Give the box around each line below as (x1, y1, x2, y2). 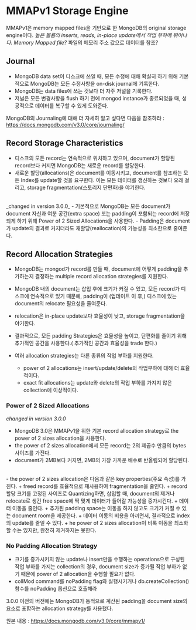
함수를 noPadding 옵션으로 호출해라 (14, 585, 98, 592)
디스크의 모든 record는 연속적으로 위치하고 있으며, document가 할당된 (14, 154, 176, 161)
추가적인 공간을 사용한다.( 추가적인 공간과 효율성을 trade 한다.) (14, 339, 158, 347)
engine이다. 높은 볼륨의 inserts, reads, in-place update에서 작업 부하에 (6, 31, 172, 39)
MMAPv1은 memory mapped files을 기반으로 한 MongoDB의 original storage (6, 24, 187, 31)
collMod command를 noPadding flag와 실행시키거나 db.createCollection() (14, 577, 190, 585)
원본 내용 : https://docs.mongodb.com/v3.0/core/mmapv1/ (6, 617, 145, 624)
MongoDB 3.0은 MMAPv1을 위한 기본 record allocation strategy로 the (14, 427, 179, 434)
